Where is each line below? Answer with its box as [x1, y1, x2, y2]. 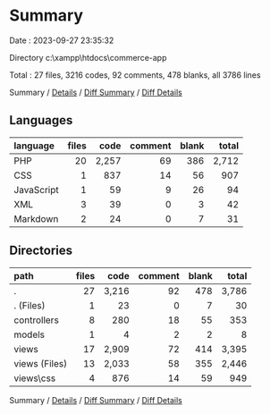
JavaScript [13, 183, 60, 196]
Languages [9, 113, 73, 128]
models [13, 328, 46, 341]
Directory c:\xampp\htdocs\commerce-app [9, 52, 167, 63]
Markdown [13, 212, 59, 224]
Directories [9, 243, 73, 258]
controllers [13, 314, 60, 326]
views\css [13, 372, 56, 384]
